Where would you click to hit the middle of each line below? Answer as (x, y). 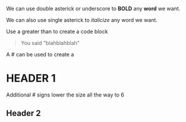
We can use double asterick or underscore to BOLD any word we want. (93, 9)
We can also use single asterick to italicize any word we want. (82, 20)
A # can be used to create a (40, 54)
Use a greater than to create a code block (57, 31)
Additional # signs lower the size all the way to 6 (65, 95)
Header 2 (24, 113)
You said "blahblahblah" (50, 43)
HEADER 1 (31, 78)
